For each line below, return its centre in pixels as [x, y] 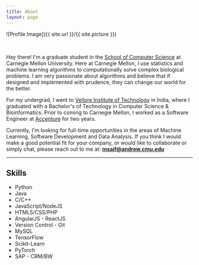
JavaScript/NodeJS [38, 206]
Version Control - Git [40, 225]
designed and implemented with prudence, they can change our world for [96, 82]
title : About [22, 12]
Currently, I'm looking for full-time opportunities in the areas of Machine [94, 130]
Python [23, 188]
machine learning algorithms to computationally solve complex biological [95, 69]
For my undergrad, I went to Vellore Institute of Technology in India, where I [98, 100]
